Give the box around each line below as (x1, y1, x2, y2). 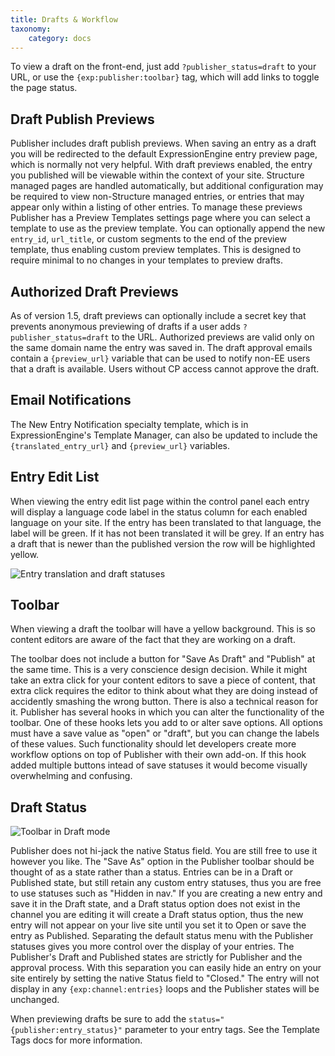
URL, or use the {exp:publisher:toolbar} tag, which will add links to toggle (10, 71, 320, 83)
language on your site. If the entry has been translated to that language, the (10, 516, 322, 528)
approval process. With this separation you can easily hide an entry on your (10, 962, 322, 974)
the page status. (10, 82, 78, 94)
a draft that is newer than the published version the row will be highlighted (10, 537, 316, 550)
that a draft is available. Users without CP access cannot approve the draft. (10, 363, 320, 375)
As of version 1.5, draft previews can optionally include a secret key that (10, 310, 307, 321)
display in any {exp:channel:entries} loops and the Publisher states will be (10, 983, 320, 995)
